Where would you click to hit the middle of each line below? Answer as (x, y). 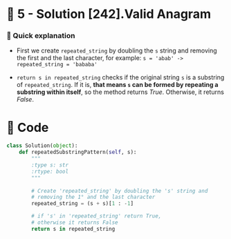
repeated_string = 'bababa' (57, 65)
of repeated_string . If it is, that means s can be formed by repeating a (117, 85)
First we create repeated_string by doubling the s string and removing (117, 50)
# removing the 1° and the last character (93, 197)
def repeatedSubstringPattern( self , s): (78, 152)
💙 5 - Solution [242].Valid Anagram (109, 14)
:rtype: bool (50, 171)
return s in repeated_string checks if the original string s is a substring (120, 77)
